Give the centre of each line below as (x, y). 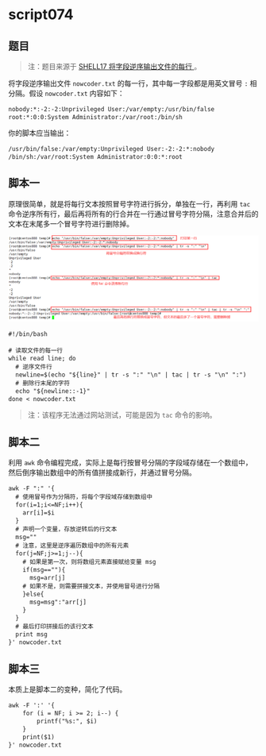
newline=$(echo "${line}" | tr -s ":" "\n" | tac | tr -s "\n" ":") (131, 375)
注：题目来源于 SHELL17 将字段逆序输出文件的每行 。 (114, 66)
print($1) (39, 737)
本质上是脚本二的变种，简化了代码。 (67, 689)
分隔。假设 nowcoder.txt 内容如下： (66, 93)
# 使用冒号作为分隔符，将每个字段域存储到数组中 (84, 497)
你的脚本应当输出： (40, 133)
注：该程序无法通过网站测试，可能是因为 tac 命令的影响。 (122, 415)
